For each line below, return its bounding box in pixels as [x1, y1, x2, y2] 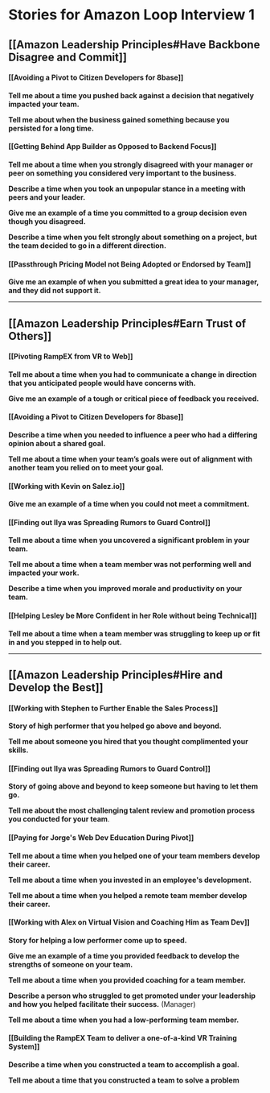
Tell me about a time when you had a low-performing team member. [8, 1015, 239, 1025]
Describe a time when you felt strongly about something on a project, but [8, 232, 257, 242]
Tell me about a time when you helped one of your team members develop [8, 851, 260, 860]
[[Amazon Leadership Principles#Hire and [8, 668, 223, 681]
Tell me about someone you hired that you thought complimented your [8, 737, 249, 747]
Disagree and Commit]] [8, 50, 127, 64]
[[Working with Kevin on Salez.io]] [8, 481, 125, 491]
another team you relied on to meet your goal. [8, 462, 164, 472]
